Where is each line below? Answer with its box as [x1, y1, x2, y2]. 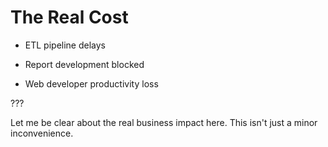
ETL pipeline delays [24, 39, 106, 51]
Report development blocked [24, 58, 145, 70]
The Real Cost [10, 6, 129, 29]
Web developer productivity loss [24, 77, 159, 90]
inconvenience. [10, 127, 74, 139]
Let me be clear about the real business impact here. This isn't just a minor [10, 116, 318, 128]
